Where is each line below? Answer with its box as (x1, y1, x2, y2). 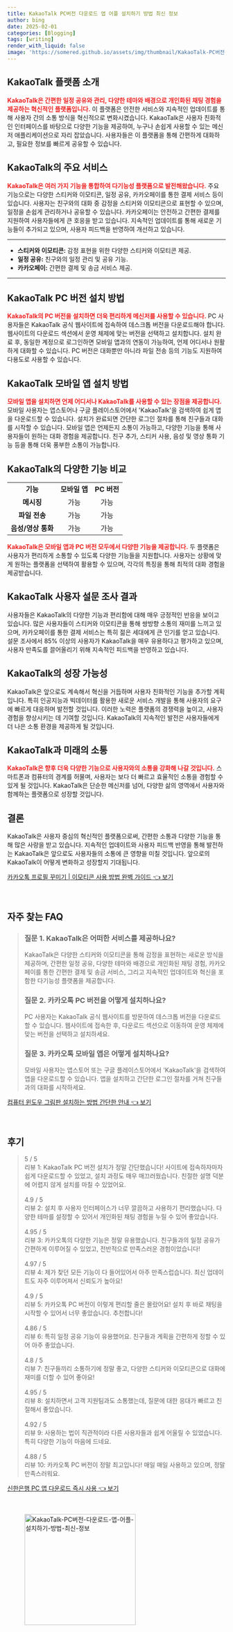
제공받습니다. (7, 569, 43, 577)
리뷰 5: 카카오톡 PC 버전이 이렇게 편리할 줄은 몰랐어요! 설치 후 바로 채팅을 (24, 1300, 223, 1309)
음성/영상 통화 (10, 523, 54, 533)
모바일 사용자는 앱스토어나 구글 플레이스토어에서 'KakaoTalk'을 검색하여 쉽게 (7, 406, 214, 414)
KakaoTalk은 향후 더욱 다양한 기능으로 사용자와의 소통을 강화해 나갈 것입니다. (7, 764, 215, 773)
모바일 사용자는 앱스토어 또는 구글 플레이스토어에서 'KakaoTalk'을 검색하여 (24, 1066, 226, 1075)
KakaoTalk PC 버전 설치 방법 (7, 292, 125, 304)
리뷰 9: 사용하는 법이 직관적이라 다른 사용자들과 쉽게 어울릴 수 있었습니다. (24, 1429, 223, 1437)
